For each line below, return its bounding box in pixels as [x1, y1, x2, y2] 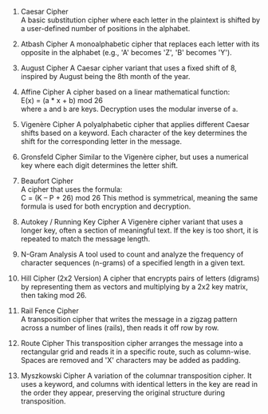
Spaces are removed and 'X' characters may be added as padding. [20, 356, 241, 364]
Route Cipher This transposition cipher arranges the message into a [20, 339, 243, 348]
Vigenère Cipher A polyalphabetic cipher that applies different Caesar [20, 120, 250, 129]
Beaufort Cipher [20, 176, 74, 185]
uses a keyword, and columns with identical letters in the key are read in [20, 380, 258, 388]
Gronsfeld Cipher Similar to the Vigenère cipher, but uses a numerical [20, 152, 249, 161]
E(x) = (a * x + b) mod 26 [20, 96, 103, 105]
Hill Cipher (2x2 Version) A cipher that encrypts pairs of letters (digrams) [20, 273, 260, 283]
